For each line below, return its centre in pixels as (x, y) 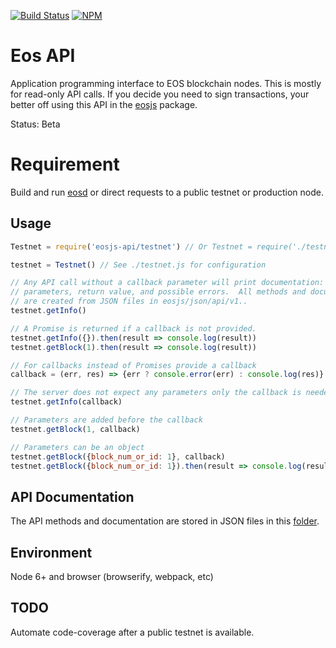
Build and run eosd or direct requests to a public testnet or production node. (167, 192)
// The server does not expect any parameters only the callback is (156, 393)
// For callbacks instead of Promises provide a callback (133, 365)
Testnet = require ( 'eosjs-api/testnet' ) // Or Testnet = (131, 246)
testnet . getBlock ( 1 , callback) (75, 429)
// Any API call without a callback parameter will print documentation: (167, 283)
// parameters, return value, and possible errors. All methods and (158, 292)
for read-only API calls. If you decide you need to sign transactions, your (160, 94)
